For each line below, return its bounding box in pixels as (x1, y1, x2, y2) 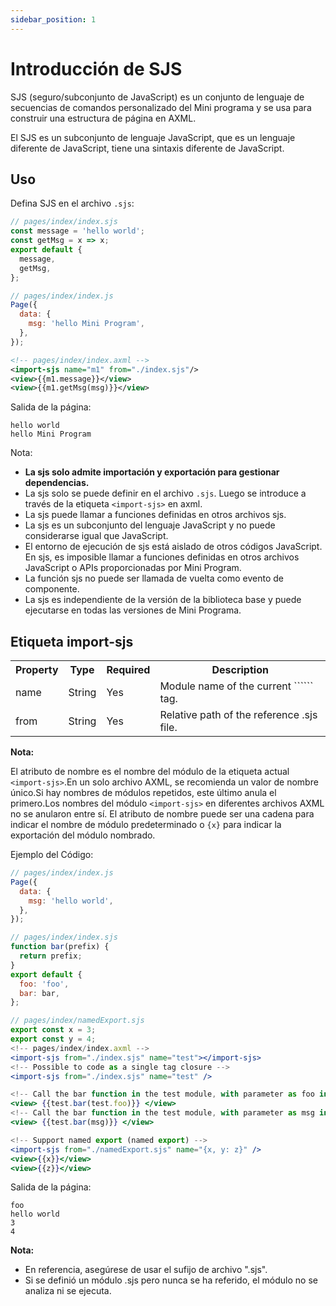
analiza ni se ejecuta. (24, 1285, 112, 1297)
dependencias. (24, 477, 90, 489)
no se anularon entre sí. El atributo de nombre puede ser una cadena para (10, 808, 315, 820)
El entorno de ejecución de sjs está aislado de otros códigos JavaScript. (24, 541, 323, 553)
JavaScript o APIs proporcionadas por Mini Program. (24, 562, 242, 574)
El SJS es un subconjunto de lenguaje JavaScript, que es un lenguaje (10, 131, 296, 143)
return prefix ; (19, 951, 83, 961)
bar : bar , (19, 988, 60, 998)
